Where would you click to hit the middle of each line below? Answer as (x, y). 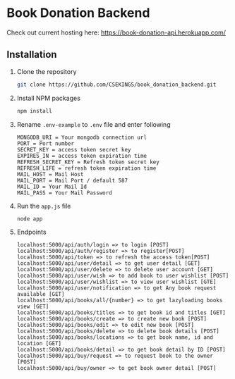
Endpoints (31, 232)
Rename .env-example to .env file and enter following (94, 124)
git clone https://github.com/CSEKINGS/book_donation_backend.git (116, 85)
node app (30, 219)
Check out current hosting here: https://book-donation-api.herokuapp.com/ (116, 32)
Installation (32, 55)
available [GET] (41, 294)
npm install (34, 111)
